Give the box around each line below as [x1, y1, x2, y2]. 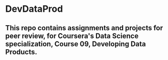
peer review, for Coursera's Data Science [5, 31, 139, 40]
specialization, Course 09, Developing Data [5, 39, 147, 48]
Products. [5, 47, 37, 56]
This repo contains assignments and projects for [5, 24, 163, 32]
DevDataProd [5, 3, 63, 15]
